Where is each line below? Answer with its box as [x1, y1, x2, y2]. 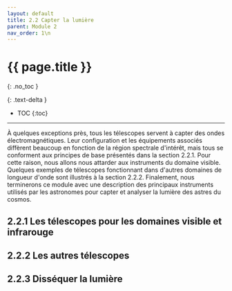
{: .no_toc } [7, 82, 39, 91]
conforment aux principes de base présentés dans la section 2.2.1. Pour [7, 151, 211, 159]
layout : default [7, 10, 54, 17]
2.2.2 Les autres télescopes [7, 249, 130, 261]
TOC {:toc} [17, 109, 48, 118]
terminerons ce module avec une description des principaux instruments [7, 181, 214, 189]
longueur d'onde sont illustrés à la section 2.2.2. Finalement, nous [7, 173, 195, 182]
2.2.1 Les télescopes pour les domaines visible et [7, 215, 222, 227]
